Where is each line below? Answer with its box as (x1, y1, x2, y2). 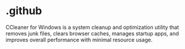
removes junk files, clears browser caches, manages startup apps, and (5, 30, 179, 37)
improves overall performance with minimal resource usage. (5, 36, 153, 43)
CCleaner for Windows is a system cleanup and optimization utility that (5, 24, 179, 31)
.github (5, 4, 42, 18)
